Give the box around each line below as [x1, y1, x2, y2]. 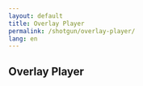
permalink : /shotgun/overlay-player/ [8, 27, 136, 35]
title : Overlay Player [8, 19, 85, 28]
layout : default [8, 11, 63, 20]
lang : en [8, 34, 38, 43]
